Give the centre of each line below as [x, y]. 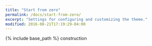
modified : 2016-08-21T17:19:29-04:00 [46, 24]
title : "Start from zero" [33, 10]
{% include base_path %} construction [46, 38]
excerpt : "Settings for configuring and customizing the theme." [76, 19]
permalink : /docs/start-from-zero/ [43, 15]
